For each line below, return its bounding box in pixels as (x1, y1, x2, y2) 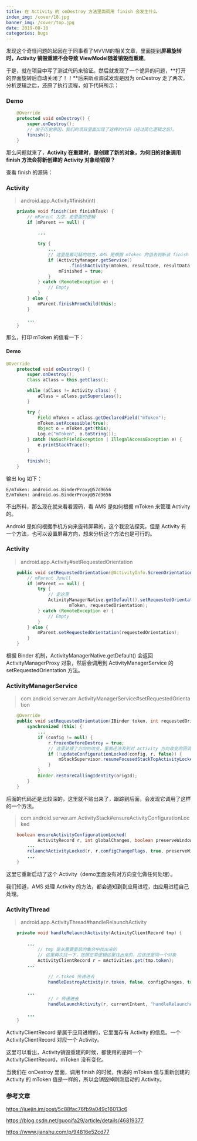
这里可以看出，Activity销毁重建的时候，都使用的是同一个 (6, 1049, 142, 1056)
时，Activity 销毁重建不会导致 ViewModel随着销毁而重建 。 (6, 55, 149, 62)
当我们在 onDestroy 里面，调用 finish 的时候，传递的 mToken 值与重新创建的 (6, 1069, 190, 1076)
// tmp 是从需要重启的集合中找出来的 (37, 947, 117, 952)
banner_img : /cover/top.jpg (6, 19, 75, 25)
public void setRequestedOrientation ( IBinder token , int (16, 718, 159, 724)
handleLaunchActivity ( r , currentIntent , (47, 1001, 148, 1007)
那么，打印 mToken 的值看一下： (6, 334, 85, 341)
